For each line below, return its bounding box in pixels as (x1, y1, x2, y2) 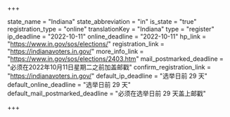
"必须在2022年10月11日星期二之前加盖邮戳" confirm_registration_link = (7, 63, 211, 71)
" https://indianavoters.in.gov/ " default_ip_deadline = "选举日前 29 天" (7, 71, 207, 80)
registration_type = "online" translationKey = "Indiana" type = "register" (7, 25, 215, 33)
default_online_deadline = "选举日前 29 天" (7, 81, 132, 88)
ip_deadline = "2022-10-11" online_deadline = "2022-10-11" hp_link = (7, 32, 207, 41)
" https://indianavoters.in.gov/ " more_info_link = (7, 47, 144, 55)
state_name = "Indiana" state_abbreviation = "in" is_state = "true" (7, 18, 197, 25)
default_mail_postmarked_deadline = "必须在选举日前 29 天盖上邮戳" (7, 89, 206, 97)
